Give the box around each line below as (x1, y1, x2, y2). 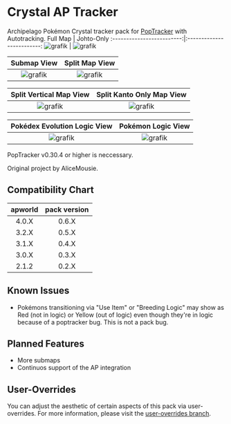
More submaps (17, 356, 61, 365)
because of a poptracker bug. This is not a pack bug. (17, 317, 169, 326)
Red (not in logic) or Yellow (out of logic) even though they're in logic (17, 311, 214, 319)
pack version (44, 205, 89, 214)
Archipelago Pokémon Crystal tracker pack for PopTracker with (7, 27, 187, 35)
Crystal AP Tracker (7, 4, 119, 20)
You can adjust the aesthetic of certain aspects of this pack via (7, 402, 187, 410)
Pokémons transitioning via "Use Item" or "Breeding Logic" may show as (17, 303, 225, 311)
